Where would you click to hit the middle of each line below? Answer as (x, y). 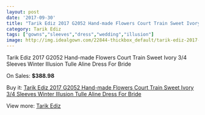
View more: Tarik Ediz (34, 106)
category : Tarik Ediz (34, 29)
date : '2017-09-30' (31, 18)
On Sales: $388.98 (31, 76)
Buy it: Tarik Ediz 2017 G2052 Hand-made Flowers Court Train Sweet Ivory (100, 88)
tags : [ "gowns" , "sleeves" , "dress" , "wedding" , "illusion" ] (80, 35)
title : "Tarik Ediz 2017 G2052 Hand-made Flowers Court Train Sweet (95, 23)
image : (15, 40)
